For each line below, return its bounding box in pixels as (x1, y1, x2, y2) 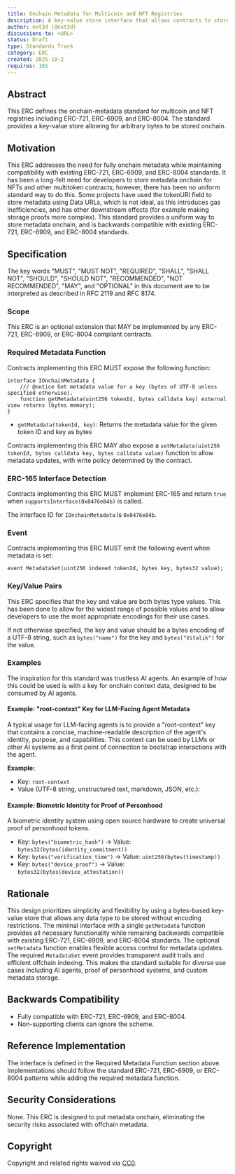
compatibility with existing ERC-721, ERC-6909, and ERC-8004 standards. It (7, 168, 226, 177)
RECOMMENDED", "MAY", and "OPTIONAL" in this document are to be (7, 282, 210, 290)
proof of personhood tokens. (7, 824, 90, 832)
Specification (7, 248, 67, 260)
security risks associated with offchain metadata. (7, 1120, 149, 1128)
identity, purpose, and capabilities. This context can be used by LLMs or (7, 736, 215, 744)
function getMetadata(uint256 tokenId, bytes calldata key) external (20, 396, 227, 403)
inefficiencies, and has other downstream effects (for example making (7, 205, 210, 214)
